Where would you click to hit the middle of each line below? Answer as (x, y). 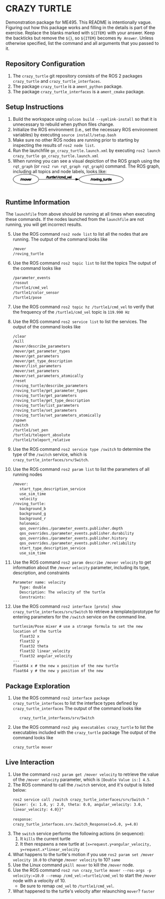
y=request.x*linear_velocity (50, 849)
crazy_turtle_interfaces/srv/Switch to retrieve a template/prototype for (86, 611)
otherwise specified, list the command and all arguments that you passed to (82, 43)
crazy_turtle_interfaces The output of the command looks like (77, 709)
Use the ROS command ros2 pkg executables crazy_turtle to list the (83, 727)
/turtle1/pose (27, 298)
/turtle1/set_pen (30, 430)
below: (19, 790)
